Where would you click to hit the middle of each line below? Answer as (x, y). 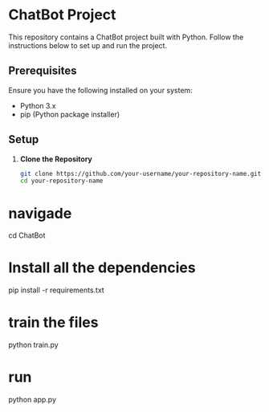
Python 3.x (38, 105)
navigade (40, 213)
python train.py (33, 345)
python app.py (33, 400)
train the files (53, 322)
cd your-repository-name (61, 181)
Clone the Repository (56, 159)
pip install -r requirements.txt (56, 290)
